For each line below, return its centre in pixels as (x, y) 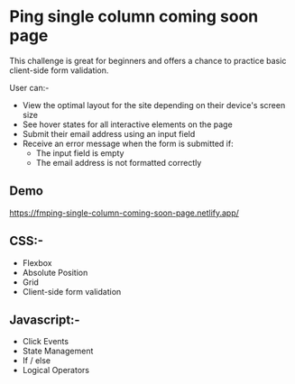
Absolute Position (55, 272)
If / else (37, 361)
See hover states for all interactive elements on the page (127, 124)
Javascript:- (45, 320)
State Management (58, 351)
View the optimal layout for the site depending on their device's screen (154, 105)
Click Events (46, 342)
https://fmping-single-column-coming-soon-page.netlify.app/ (124, 213)
